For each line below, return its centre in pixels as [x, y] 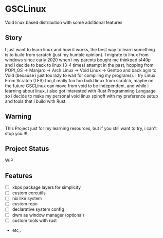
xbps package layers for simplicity [46, 187]
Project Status [27, 149]
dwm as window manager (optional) [48, 215]
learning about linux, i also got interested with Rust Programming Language [81, 91]
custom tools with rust [34, 220]
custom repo [25, 204]
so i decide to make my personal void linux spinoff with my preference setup [81, 96]
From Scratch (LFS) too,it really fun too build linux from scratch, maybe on [79, 80]
